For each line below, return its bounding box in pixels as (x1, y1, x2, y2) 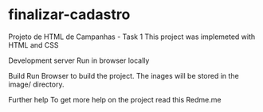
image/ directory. (8, 79, 65, 89)
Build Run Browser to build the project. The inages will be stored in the (8, 71, 239, 80)
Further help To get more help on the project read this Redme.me (8, 95, 222, 104)
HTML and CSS (8, 40, 59, 49)
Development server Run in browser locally (8, 56, 150, 65)
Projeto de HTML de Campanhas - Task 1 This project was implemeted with (8, 32, 256, 41)
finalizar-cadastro (8, 6, 131, 24)
